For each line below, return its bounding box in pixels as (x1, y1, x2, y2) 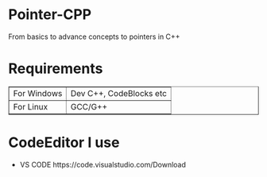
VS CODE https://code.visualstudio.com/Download (19, 160, 187, 169)
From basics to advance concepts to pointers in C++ (8, 32, 180, 41)
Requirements (8, 60, 103, 78)
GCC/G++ (70, 101, 108, 112)
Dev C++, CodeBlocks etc (70, 87, 167, 98)
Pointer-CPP (8, 6, 92, 24)
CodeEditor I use (8, 133, 120, 152)
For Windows (13, 87, 63, 98)
